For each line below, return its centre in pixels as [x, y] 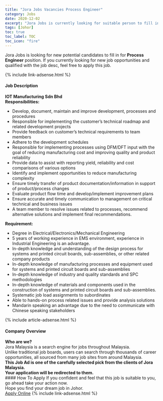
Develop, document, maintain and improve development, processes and [84, 111]
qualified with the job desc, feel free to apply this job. [58, 65]
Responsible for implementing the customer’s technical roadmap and [81, 121]
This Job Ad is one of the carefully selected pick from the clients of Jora [79, 363]
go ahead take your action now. [36, 383]
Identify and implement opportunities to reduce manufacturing [74, 173]
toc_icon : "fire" [23, 41]
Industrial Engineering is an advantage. [51, 243]
